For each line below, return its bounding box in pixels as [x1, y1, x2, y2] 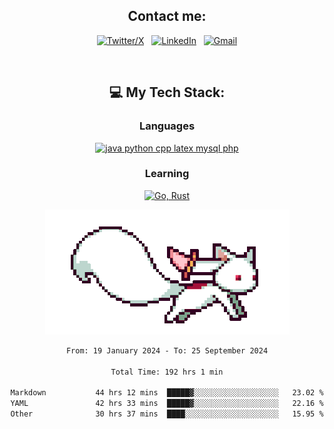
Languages [138, 119, 196, 133]
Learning [144, 167, 190, 181]
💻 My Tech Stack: [108, 84, 226, 101]
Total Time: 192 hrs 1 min [110, 367, 224, 377]
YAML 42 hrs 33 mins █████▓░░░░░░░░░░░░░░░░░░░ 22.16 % [10, 399, 324, 409]
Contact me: [127, 8, 207, 25]
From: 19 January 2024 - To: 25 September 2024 [65, 345, 269, 356]
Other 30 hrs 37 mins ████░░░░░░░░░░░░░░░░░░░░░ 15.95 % [10, 409, 324, 419]
